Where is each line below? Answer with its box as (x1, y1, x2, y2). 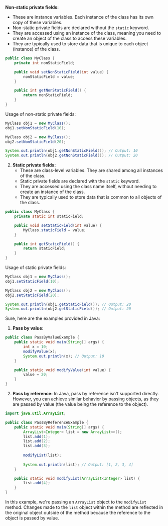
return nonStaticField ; (23, 93, 73, 98)
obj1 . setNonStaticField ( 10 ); (5, 125, 66, 130)
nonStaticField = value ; (23, 74, 75, 79)
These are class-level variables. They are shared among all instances (20, 167, 163, 173)
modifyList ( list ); (23, 453, 62, 458)
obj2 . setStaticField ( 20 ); (5, 293, 59, 298)
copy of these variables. (12, 20, 63, 25)
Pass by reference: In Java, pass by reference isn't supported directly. (12, 391, 159, 396)
